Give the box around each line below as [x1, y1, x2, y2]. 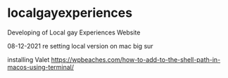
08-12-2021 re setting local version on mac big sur [7, 41, 153, 50]
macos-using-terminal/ [7, 63, 75, 71]
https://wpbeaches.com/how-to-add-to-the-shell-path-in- [51, 55, 221, 64]
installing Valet [7, 55, 50, 64]
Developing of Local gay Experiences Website [7, 28, 141, 37]
